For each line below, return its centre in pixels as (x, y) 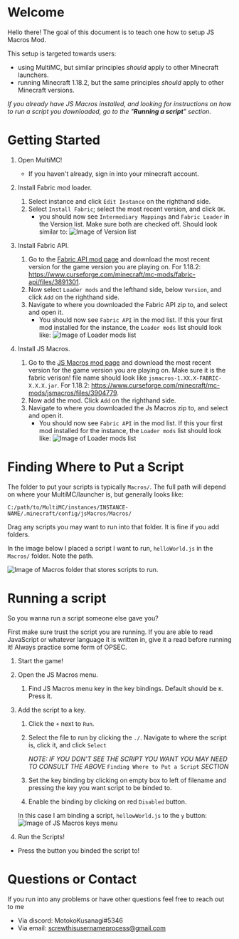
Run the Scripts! (41, 836)
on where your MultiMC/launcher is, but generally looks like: (95, 494)
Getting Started (54, 140)
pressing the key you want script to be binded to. (100, 787)
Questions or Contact (72, 879)
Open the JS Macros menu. (58, 675)
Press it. (40, 696)
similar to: (53, 232)
